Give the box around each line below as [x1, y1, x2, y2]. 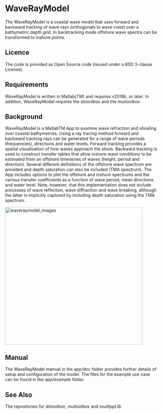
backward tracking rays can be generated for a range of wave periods [5, 136, 145, 142]
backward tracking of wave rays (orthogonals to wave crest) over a [5, 24, 139, 30]
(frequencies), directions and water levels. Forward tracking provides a [5, 141, 147, 147]
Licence [5, 48, 30, 57]
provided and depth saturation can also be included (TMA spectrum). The [5, 167, 152, 173]
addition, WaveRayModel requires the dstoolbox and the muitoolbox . [5, 98, 141, 104]
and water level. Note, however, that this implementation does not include [5, 182, 151, 188]
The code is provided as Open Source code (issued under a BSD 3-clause [5, 61, 152, 67]
